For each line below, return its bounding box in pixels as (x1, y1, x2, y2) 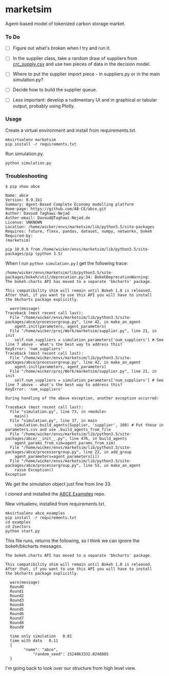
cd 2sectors (5, 524, 31, 529)
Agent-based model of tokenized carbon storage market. (5, 21, 125, 27)
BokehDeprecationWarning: (94, 275, 150, 280)
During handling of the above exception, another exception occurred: (5, 396, 159, 401)
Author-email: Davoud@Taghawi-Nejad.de (5, 215, 91, 221)
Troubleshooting (5, 172, 48, 179)
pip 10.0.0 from (5, 247, 40, 252)
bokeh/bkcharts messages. (5, 543, 63, 549)
